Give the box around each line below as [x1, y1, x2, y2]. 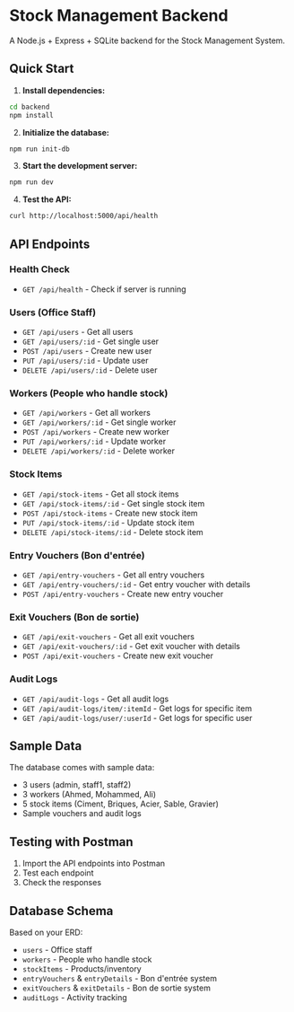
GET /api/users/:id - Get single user [22, 336, 160, 347]
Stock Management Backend [9, 5, 229, 26]
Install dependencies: [22, 84, 106, 95]
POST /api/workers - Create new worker [22, 427, 170, 437]
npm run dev [9, 178, 54, 187]
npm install [9, 110, 54, 119]
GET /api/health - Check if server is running [22, 284, 186, 295]
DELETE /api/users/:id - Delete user [22, 365, 158, 375]
